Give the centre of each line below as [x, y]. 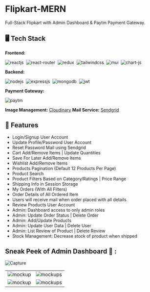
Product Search [28, 173]
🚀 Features [22, 125]
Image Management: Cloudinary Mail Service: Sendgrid [62, 110]
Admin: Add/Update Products [42, 220]
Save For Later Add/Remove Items [47, 158]
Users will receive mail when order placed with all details [69, 199]
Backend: [15, 72]
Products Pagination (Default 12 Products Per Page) [64, 168]
